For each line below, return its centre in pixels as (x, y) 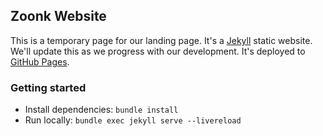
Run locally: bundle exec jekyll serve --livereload (133, 120)
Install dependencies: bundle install (101, 110)
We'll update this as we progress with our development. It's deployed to (158, 51)
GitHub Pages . (40, 61)
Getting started (48, 87)
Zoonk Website (58, 16)
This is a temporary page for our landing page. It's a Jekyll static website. (161, 40)
